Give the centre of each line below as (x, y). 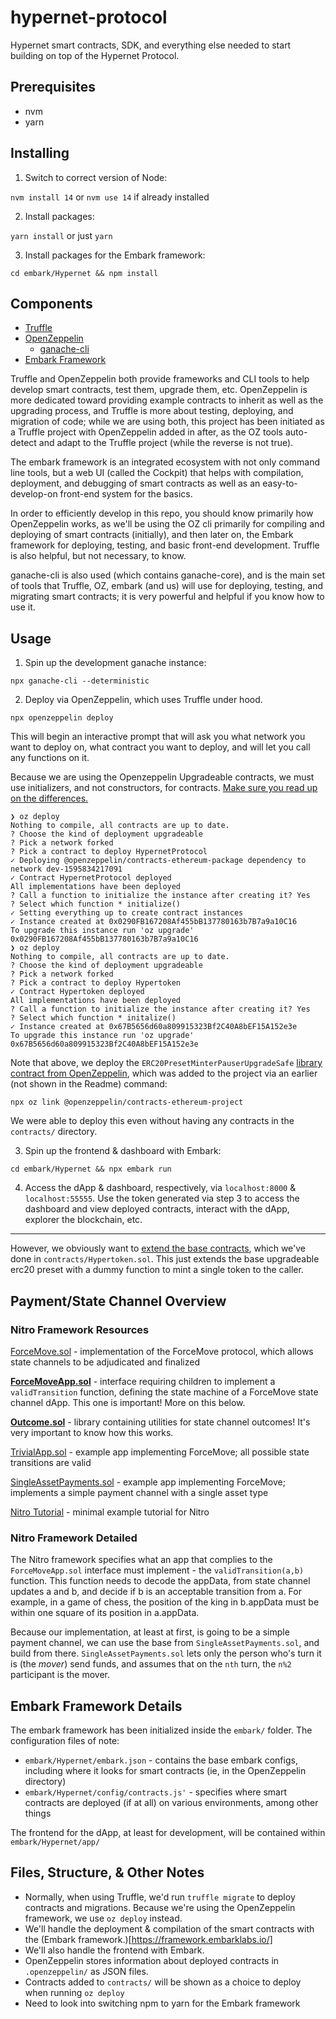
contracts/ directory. (54, 1132)
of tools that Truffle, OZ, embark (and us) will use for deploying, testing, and (166, 586)
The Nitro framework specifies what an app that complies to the (141, 1560)
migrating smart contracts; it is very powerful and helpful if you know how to (167, 597)
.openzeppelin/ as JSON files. (86, 1971)
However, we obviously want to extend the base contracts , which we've (158, 1248)
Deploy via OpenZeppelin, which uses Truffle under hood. (143, 700)
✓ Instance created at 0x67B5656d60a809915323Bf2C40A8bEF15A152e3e (154, 1027)
